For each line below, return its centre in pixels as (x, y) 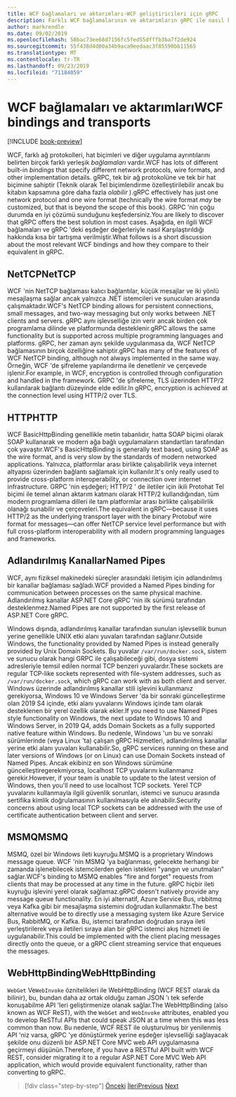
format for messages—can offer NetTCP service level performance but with (117, 524)
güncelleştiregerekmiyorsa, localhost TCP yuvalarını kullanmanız (100, 770)
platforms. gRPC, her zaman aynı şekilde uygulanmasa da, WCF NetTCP (111, 343)
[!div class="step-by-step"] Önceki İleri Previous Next (101, 1086)
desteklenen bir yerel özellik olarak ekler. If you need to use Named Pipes (112, 710)
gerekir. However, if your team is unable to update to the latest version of (112, 778)
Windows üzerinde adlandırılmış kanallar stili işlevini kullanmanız (100, 688)
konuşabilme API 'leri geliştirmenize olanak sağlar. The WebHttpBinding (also (118, 1005)
